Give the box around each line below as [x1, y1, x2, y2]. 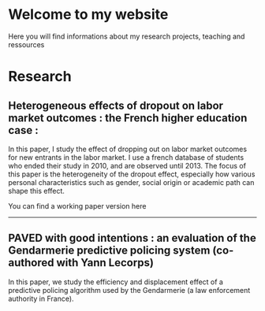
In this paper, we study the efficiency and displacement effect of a [8, 277, 223, 287]
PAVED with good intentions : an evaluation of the [8, 231, 256, 245]
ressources [8, 39, 45, 49]
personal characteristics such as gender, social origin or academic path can [8, 177, 255, 187]
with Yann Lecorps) [56, 256, 154, 269]
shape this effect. [8, 186, 65, 195]
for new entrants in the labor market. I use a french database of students [8, 152, 244, 162]
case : [8, 124, 39, 137]
